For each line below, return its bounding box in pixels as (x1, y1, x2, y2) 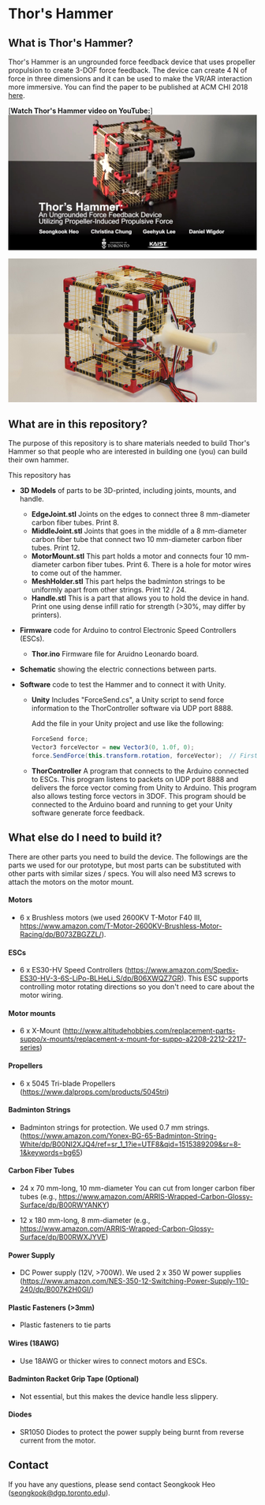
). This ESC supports (181, 973, 248, 984)
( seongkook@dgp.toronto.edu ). (8, 1488, 110, 1497)
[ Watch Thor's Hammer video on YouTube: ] (8, 106, 153, 115)
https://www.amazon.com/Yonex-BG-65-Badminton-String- (22, 1131, 217, 1140)
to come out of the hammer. (31, 568, 122, 578)
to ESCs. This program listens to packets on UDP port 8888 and (31, 775, 239, 784)
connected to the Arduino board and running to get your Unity (31, 800, 233, 809)
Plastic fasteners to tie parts (19, 1320, 111, 1330)
